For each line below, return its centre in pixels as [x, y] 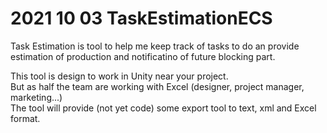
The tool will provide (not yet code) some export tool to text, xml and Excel [163, 108]
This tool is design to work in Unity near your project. [119, 76]
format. [25, 118]
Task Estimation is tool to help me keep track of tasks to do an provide [155, 46]
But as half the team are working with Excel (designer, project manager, [157, 86]
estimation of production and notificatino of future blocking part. [143, 56]
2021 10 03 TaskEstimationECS [141, 18]
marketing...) [36, 97]
